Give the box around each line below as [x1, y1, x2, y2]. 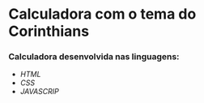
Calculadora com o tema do [8, 5, 197, 24]
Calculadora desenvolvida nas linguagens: [8, 51, 180, 62]
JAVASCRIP [19, 87, 59, 97]
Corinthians [8, 22, 90, 41]
